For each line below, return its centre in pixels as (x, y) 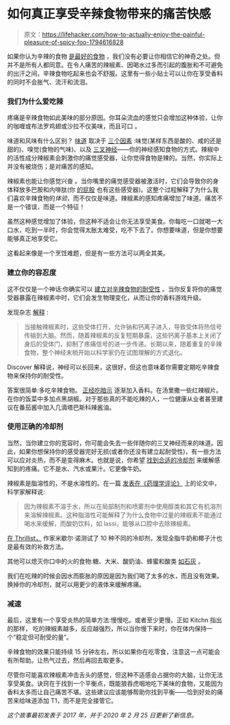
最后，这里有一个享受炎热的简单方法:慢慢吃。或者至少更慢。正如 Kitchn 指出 (115, 620)
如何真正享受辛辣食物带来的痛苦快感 (109, 14)
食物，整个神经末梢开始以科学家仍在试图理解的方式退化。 (105, 352)
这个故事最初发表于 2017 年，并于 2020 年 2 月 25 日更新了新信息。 (102, 715)
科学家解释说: (26, 492)
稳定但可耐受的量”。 (44, 637)
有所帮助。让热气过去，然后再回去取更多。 (67, 661)
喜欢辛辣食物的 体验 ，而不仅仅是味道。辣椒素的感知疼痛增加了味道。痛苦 (115, 198)
